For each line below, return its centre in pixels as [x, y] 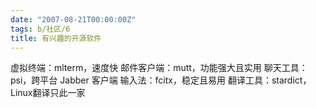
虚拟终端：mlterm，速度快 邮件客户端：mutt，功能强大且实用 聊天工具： [159, 68]
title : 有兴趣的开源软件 [56, 38]
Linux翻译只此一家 [48, 93]
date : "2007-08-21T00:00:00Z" [73, 19]
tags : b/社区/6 [40, 29]
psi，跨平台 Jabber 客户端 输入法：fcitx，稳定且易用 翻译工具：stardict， [161, 80]
